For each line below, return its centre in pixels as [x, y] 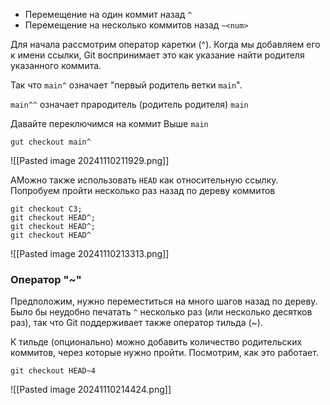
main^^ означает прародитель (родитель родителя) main [129, 104]
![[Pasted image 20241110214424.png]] [91, 390]
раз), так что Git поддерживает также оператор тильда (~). [136, 323]
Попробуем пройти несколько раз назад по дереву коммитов [143, 190]
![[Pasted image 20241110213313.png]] [90, 253]
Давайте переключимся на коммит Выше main [109, 123]
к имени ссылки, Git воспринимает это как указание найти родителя [157, 55]
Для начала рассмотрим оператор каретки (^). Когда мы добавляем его [165, 44]
